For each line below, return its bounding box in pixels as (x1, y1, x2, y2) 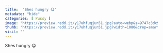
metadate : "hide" (5, 12, 40, 16)
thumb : (5, 25, 18, 30)
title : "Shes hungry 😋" (5, 7, 57, 12)
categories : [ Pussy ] (5, 16, 51, 21)
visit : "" (5, 29, 25, 34)
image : (5, 20, 18, 26)
